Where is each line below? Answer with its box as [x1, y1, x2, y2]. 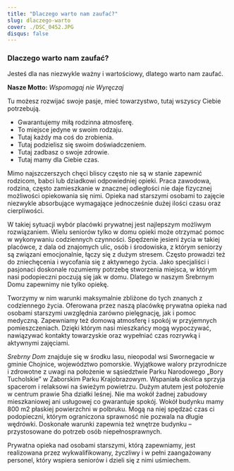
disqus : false [7, 30, 49, 37]
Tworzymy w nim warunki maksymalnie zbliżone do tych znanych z [7, 293, 203, 302]
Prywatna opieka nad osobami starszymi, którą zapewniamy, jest [7, 441, 196, 449]
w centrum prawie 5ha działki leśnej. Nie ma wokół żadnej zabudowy [7, 389, 208, 398]
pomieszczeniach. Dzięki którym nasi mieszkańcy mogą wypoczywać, [7, 324, 211, 332]
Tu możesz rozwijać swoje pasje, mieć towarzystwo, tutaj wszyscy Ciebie [7, 97, 221, 105]
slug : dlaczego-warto [7, 17, 71, 24]
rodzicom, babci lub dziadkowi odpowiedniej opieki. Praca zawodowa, [7, 176, 211, 185]
